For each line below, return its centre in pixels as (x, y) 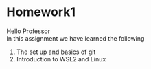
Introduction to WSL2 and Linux (61, 59)
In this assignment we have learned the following (75, 38)
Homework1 (41, 12)
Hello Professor (28, 31)
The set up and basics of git (56, 52)
